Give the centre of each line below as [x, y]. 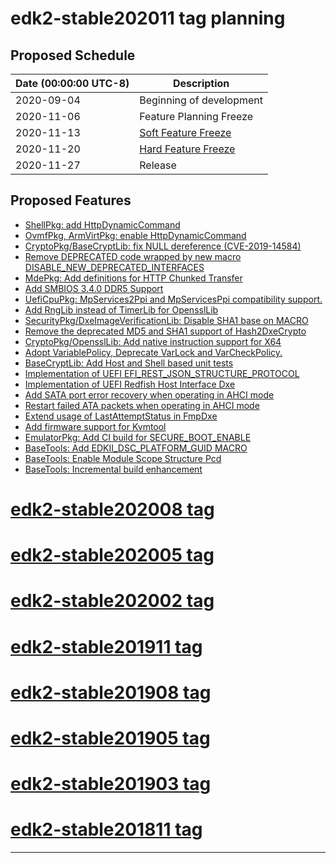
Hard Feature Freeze [187, 149]
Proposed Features [71, 200]
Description [201, 83]
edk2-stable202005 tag [112, 555]
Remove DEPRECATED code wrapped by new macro [133, 256]
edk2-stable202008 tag [112, 509]
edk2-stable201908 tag [111, 692]
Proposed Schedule [73, 55]
